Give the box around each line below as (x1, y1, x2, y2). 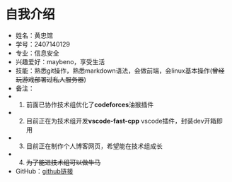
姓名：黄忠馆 (15, 31, 53, 40)
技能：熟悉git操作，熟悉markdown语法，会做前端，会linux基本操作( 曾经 (15, 66, 225, 75)
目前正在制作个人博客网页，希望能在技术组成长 (25, 142, 163, 150)
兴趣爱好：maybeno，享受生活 (15, 57, 105, 66)
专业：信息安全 (15, 49, 59, 57)
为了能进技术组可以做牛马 (25, 158, 101, 166)
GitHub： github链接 (15, 166, 74, 175)
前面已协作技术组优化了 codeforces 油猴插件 (25, 100, 154, 109)
